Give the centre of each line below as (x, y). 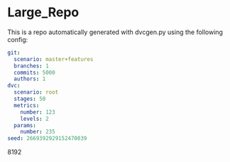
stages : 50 (30, 99)
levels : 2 (35, 119)
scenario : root (36, 92)
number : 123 (38, 112)
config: (18, 39)
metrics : (27, 105)
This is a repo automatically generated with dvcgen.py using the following (115, 32)
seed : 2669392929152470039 (47, 139)
